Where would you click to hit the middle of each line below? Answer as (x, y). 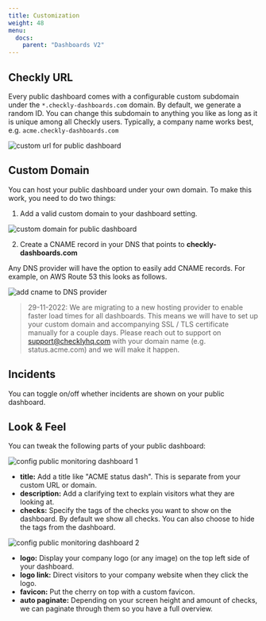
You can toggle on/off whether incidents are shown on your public (116, 393)
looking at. (37, 502)
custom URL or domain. (58, 485)
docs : (25, 38)
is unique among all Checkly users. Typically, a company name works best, (131, 121)
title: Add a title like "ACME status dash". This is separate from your (130, 476)
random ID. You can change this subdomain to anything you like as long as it (133, 113)
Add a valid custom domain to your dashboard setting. (108, 213)
